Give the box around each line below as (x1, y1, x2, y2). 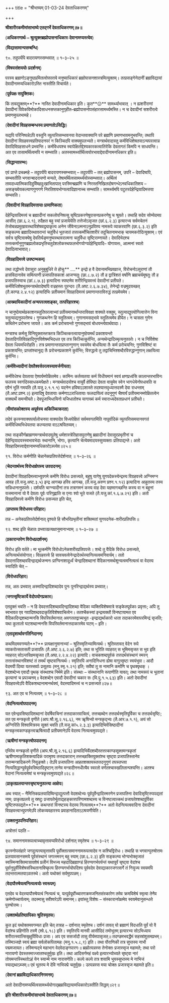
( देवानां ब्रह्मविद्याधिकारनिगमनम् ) (5, 972, 54, 978)
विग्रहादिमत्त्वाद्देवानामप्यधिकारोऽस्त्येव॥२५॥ (5, 443, 71, 449)
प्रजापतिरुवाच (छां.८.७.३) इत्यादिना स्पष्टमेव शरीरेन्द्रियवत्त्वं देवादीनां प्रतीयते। (5, 277, 124, 283)
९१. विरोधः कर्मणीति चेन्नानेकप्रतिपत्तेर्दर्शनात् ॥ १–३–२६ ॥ (5, 453, 96, 459)
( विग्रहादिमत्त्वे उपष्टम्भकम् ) (5, 256, 46, 262)
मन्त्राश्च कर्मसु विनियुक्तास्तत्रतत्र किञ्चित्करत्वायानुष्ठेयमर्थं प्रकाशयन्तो (5, 330, 113, 336)
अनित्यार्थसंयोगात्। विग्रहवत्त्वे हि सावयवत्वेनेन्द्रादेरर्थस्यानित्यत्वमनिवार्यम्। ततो (5, 552, 125, 558)
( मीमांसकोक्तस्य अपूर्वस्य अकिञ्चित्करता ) (5, 406, 69, 412)
